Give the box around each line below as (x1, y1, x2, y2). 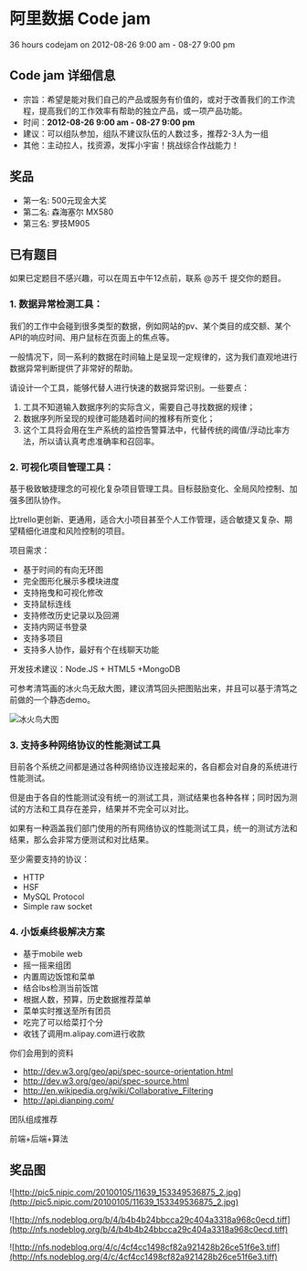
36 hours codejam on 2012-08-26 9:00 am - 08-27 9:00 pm (9, 38, 236, 50)
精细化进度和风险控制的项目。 (16, 525, 130, 536)
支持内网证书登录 (22, 621, 88, 632)
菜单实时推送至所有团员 (22, 1005, 111, 1016)
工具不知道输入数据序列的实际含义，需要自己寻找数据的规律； (22, 401, 256, 412)
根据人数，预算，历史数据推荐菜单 (22, 993, 152, 1004)
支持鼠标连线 (22, 598, 71, 609)
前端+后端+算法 (9, 1133, 69, 1144)
